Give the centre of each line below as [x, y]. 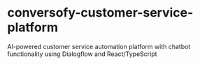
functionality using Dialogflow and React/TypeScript [82, 54]
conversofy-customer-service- [100, 13]
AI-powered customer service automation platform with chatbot [99, 46]
